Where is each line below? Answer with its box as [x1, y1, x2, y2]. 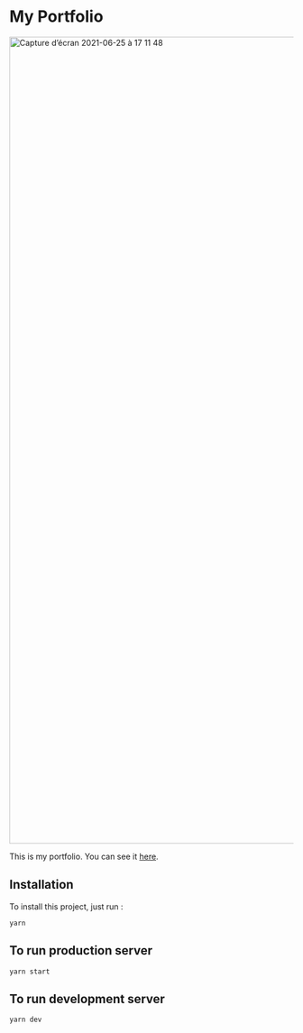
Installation [9, 877, 74, 892]
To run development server [9, 991, 165, 1007]
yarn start [9, 967, 50, 976]
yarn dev [9, 1015, 42, 1025]
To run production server [9, 943, 153, 958]
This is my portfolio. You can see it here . [9, 851, 160, 862]
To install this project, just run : [9, 900, 124, 912]
